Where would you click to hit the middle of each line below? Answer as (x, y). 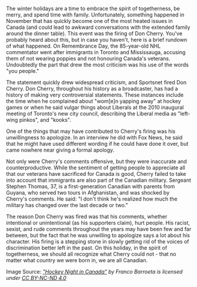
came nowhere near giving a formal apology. (60, 150)
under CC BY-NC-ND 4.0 (36, 278)
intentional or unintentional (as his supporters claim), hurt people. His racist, (98, 223)
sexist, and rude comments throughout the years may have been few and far (99, 229)
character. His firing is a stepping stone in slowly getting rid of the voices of (98, 241)
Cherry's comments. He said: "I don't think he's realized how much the (92, 199)
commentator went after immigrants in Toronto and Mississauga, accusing (96, 52)
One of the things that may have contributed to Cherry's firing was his (91, 131)
